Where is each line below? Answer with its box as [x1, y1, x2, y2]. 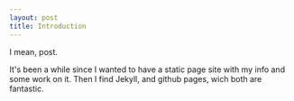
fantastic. [9, 83, 44, 94]
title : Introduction [9, 22, 87, 31]
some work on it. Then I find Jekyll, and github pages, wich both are [9, 73, 262, 84]
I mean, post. [9, 46, 59, 57]
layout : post [9, 13, 59, 23]
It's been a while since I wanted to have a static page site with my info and [9, 64, 286, 75]
